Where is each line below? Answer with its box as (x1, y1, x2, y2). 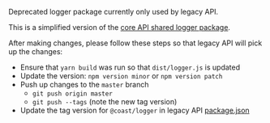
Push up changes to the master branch (19, 80, 149, 89)
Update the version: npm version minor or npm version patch (19, 71, 223, 80)
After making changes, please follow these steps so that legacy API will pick (8, 38, 263, 48)
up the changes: (8, 47, 63, 56)
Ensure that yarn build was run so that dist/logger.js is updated (19, 62, 241, 72)
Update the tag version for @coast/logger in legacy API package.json (19, 105, 250, 115)
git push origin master (32, 90, 114, 98)
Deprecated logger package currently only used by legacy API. (8, 7, 219, 16)
